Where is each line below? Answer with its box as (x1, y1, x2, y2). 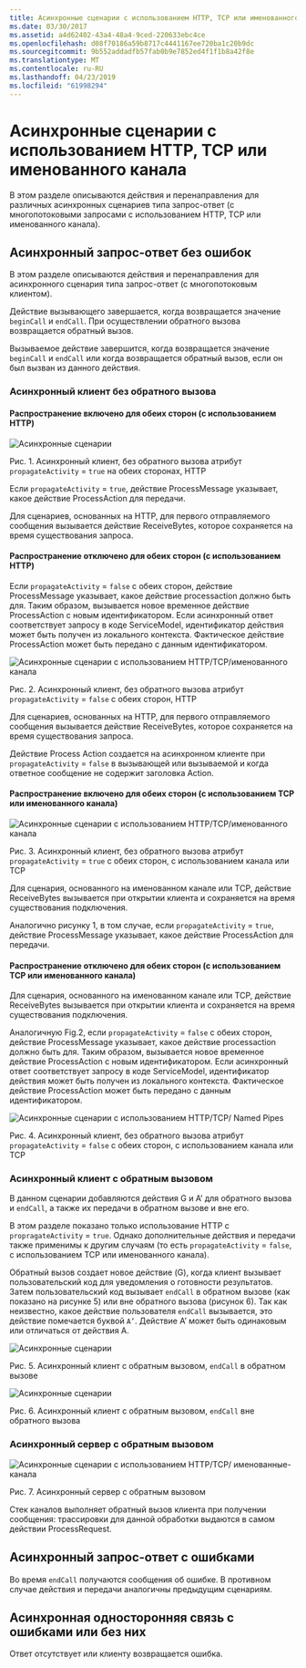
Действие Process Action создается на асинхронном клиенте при (9, 748, 266, 759)
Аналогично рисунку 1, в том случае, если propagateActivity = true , (9, 919, 275, 930)
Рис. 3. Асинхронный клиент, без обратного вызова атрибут (9, 845, 244, 856)
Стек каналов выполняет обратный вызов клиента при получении (9, 1504, 267, 1515)
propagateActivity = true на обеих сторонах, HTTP (9, 465, 207, 476)
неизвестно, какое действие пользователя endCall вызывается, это (9, 1306, 273, 1317)
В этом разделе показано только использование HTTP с (9, 1220, 230, 1231)
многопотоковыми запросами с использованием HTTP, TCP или (9, 209, 261, 220)
